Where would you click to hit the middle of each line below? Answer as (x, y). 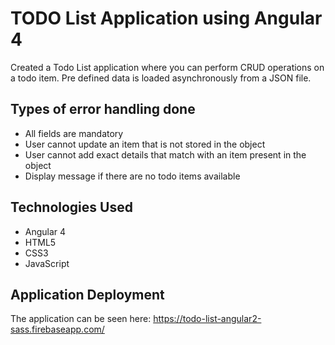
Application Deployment (87, 294)
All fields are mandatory (74, 133)
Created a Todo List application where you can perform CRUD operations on (167, 67)
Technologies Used (71, 207)
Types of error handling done (103, 109)
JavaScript (47, 263)
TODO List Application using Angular (166, 18)
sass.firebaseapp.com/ (57, 329)
